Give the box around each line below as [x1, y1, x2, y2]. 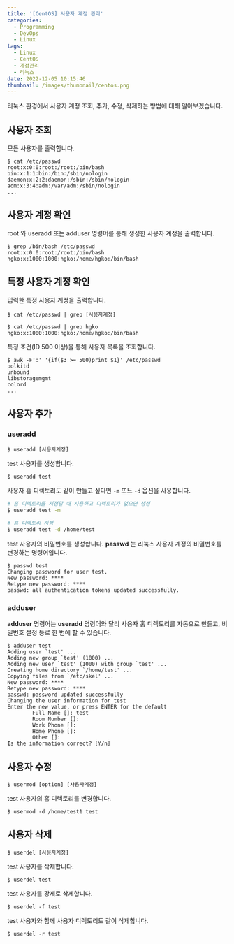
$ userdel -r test [7, 930, 61, 937]
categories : [7, 17, 42, 24]
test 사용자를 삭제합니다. [7, 862, 75, 871]
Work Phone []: [32, 722, 77, 729]
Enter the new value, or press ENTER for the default [7, 704, 168, 711]
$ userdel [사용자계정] [7, 849, 69, 856]
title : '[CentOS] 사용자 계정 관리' [7, 10, 103, 17]
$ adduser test [7, 642, 52, 650]
